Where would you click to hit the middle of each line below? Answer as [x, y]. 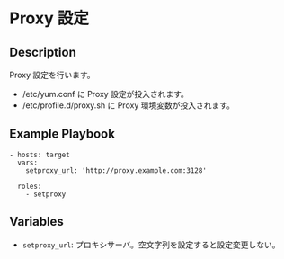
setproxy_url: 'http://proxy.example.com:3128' [116, 170]
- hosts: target [40, 155]
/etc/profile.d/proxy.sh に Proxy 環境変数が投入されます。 [129, 105]
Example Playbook [62, 134]
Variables [37, 222]
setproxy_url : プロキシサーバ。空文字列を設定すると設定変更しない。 [151, 245]
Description [43, 52]
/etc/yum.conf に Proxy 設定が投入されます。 [105, 94]
